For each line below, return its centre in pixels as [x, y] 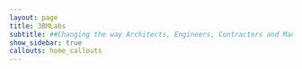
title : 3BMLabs [38, 26]
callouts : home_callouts [56, 51]
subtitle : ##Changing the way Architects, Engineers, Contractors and [144, 34]
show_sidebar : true [46, 43]
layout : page [34, 17]
